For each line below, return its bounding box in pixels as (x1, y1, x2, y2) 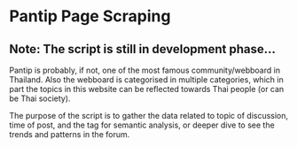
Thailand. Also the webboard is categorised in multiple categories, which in (9, 74, 284, 85)
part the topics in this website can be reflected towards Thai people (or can (9, 84, 285, 94)
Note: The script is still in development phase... (9, 42, 277, 57)
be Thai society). (9, 93, 71, 104)
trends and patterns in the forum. (9, 129, 130, 139)
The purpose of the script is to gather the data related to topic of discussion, (9, 111, 289, 120)
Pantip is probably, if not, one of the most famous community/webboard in (9, 65, 281, 75)
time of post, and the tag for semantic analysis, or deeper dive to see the (9, 120, 275, 130)
